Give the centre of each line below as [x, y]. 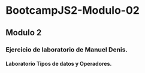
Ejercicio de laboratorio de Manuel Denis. [67, 50]
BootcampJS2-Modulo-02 [73, 10]
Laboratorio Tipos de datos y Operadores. [59, 64]
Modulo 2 [24, 33]
